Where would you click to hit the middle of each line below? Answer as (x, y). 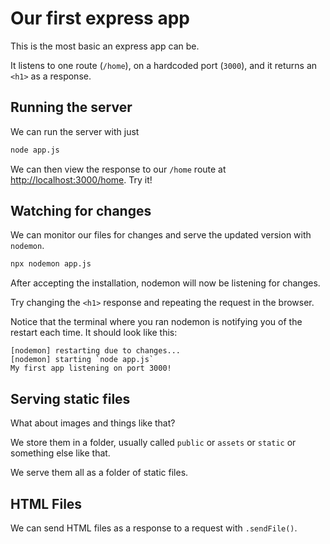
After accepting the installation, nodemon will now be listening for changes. (165, 283)
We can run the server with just (75, 131)
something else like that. (60, 453)
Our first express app (100, 18)
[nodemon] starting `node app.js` (82, 360)
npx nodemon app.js (51, 264)
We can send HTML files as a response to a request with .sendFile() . (154, 528)
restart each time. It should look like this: (94, 333)
